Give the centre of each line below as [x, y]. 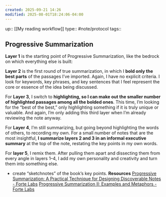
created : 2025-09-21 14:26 [33, 10]
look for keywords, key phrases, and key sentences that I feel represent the [83, 82]
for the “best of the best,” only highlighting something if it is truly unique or [82, 107]
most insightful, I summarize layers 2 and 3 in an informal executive [76, 138]
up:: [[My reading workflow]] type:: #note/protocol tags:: [63, 28]
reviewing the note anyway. [33, 118]
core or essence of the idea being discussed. [52, 87]
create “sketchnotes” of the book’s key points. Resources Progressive [84, 174]
